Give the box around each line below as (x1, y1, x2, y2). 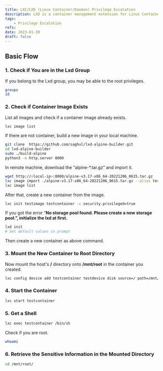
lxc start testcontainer (5, 298, 55, 303)
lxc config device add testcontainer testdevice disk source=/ (5, 276, 136, 280)
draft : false (5, 35, 32, 39)
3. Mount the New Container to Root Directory (5, 250, 115, 257)
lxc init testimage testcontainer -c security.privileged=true (5, 201, 136, 206)
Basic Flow (5, 52, 39, 61)
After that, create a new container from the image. (5, 192, 105, 198)
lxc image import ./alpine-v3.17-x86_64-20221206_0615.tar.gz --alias (5, 178, 151, 183)
